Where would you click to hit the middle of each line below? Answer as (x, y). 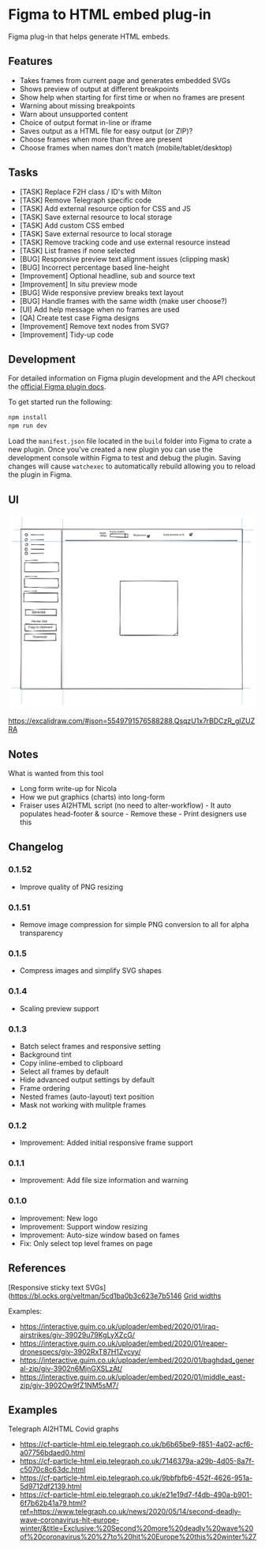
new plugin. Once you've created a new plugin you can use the (110, 449)
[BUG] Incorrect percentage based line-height (94, 267)
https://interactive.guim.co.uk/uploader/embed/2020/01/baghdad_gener (137, 1360)
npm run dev (28, 426)
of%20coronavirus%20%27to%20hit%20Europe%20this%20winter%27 (138, 1537)
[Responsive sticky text (46, 1287)
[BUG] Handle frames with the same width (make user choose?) (123, 301)
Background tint (46, 1055)
